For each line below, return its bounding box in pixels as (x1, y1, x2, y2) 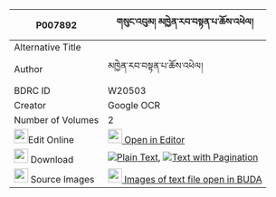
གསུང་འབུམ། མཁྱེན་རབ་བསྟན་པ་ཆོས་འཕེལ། (116, 15, 253, 28)
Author (14, 62, 43, 75)
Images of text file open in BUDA (124, 174, 262, 185)
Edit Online (28, 134, 75, 145)
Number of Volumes (14, 114, 100, 126)
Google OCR (107, 99, 161, 111)
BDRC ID (14, 85, 52, 97)
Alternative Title (14, 41, 81, 53)
